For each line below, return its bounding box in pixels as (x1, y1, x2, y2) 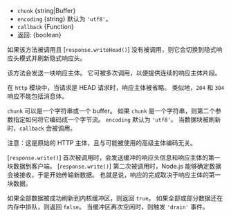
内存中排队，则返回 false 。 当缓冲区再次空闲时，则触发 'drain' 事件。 (7, 202, 209, 211)
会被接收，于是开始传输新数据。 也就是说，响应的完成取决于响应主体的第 (7, 171, 215, 179)
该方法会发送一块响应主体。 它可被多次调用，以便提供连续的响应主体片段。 (7, 69, 221, 77)
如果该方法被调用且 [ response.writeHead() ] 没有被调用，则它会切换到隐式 (7, 46, 216, 53)
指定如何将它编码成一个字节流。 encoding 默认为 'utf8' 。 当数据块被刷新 (12, 115, 221, 124)
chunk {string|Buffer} (17, 7, 76, 15)
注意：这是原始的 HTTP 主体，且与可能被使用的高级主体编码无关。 (7, 139, 197, 147)
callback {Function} (17, 23, 74, 30)
